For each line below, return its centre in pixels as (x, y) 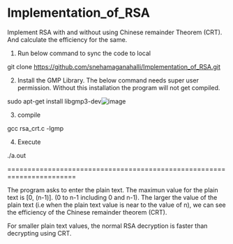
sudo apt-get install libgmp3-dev (54, 101)
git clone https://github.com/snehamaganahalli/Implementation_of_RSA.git (114, 66)
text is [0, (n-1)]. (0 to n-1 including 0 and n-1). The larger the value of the (112, 197)
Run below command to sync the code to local (84, 53)
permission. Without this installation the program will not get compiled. (119, 87)
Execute (29, 142)
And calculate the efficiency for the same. (67, 39)
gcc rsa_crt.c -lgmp (36, 128)
